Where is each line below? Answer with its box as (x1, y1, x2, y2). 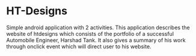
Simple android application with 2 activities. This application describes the (6, 24, 191, 31)
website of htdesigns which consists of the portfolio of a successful (6, 30, 174, 37)
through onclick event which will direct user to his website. (6, 43, 152, 50)
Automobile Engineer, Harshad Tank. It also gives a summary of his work (6, 36, 186, 43)
